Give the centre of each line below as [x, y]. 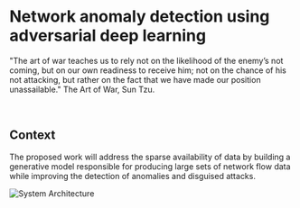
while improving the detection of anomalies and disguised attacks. [132, 176]
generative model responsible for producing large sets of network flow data [150, 166]
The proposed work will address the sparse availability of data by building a [150, 157]
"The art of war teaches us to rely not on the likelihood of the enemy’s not [146, 60]
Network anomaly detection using [140, 17]
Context [33, 136]
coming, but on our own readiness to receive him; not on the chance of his [148, 70]
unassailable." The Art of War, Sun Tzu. [82, 89]
